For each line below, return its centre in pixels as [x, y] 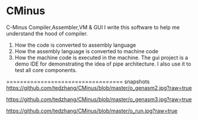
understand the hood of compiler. [47, 33]
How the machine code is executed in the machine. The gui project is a [101, 57]
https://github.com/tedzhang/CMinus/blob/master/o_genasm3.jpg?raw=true [99, 99]
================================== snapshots [78, 82]
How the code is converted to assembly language [75, 45]
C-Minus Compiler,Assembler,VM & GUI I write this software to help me [93, 27]
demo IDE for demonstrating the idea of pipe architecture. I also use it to [103, 64]
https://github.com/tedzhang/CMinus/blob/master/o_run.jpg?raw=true [92, 111]
